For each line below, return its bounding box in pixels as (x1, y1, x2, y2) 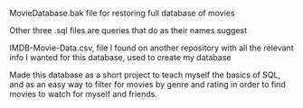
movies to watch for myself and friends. (9, 89, 158, 99)
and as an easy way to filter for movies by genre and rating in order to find (9, 79, 287, 89)
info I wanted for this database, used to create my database (9, 52, 232, 62)
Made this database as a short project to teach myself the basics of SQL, (9, 69, 281, 80)
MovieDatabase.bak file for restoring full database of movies (9, 8, 235, 18)
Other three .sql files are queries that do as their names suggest (9, 25, 247, 35)
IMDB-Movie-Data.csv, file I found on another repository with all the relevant (9, 42, 294, 53)
